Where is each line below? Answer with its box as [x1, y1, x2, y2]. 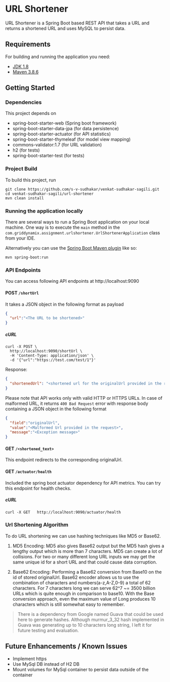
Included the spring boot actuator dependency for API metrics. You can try [5, 480, 161, 486]
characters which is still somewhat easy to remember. [12, 601, 125, 607]
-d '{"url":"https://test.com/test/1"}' [10, 358, 96, 363]
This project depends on [5, 110, 57, 116]
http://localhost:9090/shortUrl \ [10, 349, 82, 354]
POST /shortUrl [5, 289, 39, 295]
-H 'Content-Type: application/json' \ [10, 353, 94, 359]
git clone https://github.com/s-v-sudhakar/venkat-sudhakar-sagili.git [5, 187, 159, 192]
